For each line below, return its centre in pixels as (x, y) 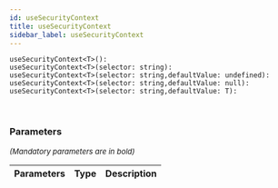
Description (131, 173)
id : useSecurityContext (55, 18)
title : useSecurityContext (60, 26)
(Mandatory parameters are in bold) (72, 151)
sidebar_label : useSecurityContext (77, 35)
